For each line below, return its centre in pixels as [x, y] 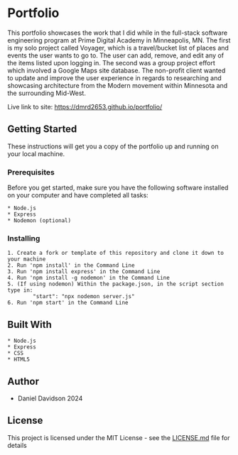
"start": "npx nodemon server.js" [84, 297]
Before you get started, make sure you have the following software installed [118, 188]
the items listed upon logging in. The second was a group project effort [111, 62]
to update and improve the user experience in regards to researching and [114, 78]
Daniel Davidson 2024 [50, 398]
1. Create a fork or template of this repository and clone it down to [115, 253]
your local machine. [36, 153]
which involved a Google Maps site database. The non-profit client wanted [117, 70]
